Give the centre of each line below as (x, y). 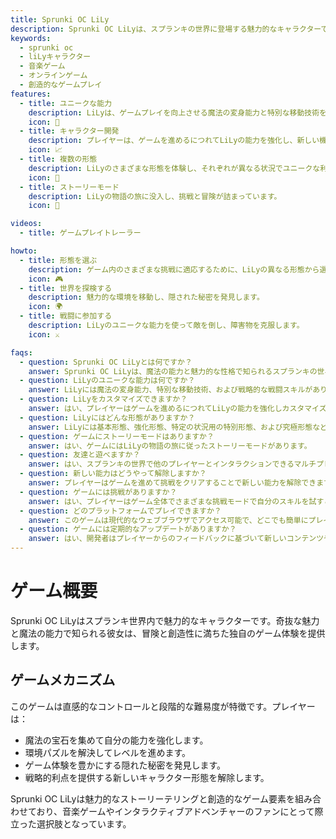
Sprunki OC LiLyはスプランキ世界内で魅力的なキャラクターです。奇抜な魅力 (165, 620)
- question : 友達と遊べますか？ (80, 455)
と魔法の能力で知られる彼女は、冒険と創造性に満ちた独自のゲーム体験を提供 (168, 633)
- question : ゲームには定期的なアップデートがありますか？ (128, 529)
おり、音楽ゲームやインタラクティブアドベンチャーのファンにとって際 (180, 811)
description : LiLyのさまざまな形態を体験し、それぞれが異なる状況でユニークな (174, 168)
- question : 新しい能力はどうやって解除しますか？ (113, 474)
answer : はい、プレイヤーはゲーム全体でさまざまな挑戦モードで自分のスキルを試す (176, 501)
